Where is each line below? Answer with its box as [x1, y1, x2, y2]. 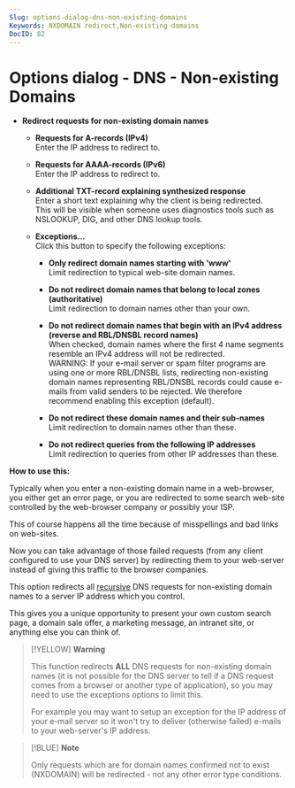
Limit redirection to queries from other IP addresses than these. [48, 449, 279, 460]
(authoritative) [48, 294, 103, 305]
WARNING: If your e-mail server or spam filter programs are [48, 358, 267, 368]
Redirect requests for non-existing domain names [21, 116, 209, 127]
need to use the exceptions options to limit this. [30, 690, 203, 700]
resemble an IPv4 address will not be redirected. [48, 349, 225, 359]
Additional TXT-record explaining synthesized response [34, 186, 246, 197]
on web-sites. [9, 529, 59, 539]
